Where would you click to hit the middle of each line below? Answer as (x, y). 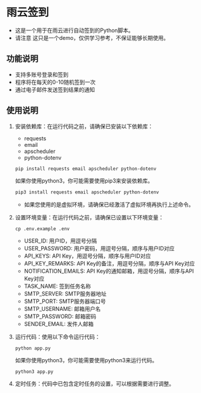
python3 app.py (34, 372)
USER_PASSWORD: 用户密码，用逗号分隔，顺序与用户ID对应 (99, 248)
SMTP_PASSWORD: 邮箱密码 (60, 317)
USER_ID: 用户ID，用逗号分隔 (60, 241)
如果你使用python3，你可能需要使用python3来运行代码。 (86, 360)
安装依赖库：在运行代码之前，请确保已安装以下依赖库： (84, 126)
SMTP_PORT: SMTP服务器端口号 (65, 301)
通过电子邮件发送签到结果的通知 (55, 89)
